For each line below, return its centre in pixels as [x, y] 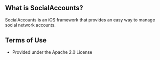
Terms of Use [26, 40]
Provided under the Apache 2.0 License [52, 52]
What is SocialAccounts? [44, 8]
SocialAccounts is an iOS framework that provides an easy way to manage [80, 20]
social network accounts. [30, 25]
